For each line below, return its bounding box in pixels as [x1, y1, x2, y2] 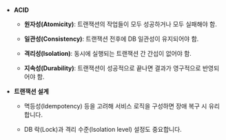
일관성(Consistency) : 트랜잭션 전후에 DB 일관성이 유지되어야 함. [23, 34, 199, 43]
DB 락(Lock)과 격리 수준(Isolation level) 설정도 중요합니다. [23, 126, 183, 133]
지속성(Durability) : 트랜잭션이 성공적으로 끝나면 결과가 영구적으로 [23, 64, 201, 72]
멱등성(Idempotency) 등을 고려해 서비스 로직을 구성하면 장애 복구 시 [23, 102, 207, 110]
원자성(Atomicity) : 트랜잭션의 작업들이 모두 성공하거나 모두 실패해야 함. [23, 20, 217, 28]
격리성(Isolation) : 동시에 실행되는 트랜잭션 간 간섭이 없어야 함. [23, 50, 192, 57]
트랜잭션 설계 [13, 88, 50, 95]
